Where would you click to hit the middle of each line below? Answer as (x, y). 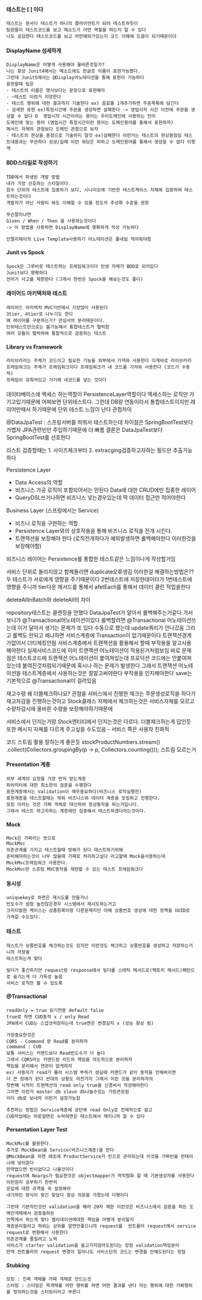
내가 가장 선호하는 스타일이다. (39, 183)
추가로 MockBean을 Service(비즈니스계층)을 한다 (60, 1150)
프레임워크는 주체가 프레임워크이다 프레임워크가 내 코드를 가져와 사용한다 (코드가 (93, 367)
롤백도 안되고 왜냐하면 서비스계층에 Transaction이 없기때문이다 (87, 635)
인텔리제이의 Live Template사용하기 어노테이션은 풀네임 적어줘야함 (79, 239)
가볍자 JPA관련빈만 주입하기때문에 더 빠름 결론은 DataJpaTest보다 (84, 429)
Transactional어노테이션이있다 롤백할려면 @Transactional (96, 620)
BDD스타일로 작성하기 (32, 163)
